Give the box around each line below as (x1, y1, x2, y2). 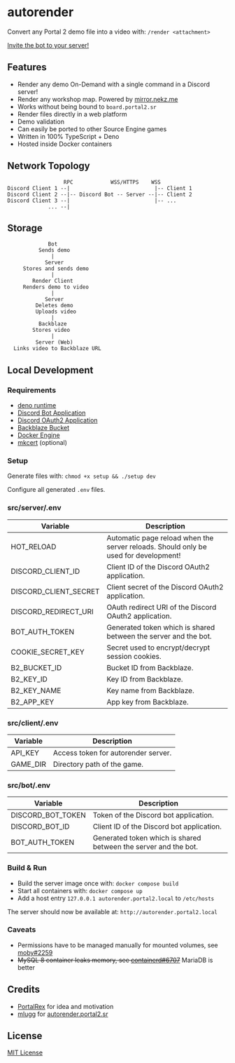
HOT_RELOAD (10, 542, 57, 551)
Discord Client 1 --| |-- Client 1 (7, 185, 192, 192)
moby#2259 (17, 948, 53, 956)
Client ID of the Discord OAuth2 (106, 562, 210, 572)
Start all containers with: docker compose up (17, 886, 143, 895)
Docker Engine (17, 431, 61, 439)
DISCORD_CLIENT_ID (10, 566, 80, 576)
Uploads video (35, 308, 77, 316)
